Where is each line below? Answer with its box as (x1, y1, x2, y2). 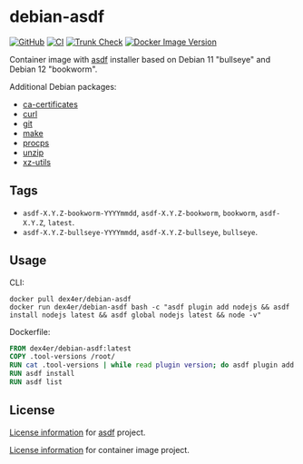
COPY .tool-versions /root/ (9, 352, 116, 361)
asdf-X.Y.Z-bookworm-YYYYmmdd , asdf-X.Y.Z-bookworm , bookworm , (22, 207, 259, 218)
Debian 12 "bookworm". (9, 64, 98, 74)
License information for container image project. (9, 444, 191, 455)
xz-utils (22, 156, 52, 167)
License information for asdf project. (9, 427, 146, 438)
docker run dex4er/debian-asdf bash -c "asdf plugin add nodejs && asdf (9, 302, 290, 311)
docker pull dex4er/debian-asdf (9, 294, 132, 303)
